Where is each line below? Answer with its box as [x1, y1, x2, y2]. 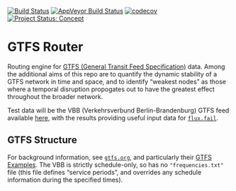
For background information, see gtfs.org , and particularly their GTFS [7, 153, 213, 161]
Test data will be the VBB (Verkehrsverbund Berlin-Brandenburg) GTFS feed [7, 106, 230, 115]
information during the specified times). [7, 175, 123, 184]
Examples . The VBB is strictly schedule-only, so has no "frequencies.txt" [7, 160, 224, 169]
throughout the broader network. [7, 92, 103, 100]
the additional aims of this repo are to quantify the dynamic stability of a [7, 69, 218, 78]
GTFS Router [7, 39, 84, 55]
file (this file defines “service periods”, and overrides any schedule [7, 168, 202, 176]
